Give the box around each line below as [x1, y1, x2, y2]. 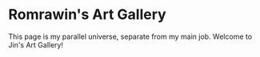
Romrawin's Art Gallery [8, 6, 166, 24]
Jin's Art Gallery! [8, 40, 64, 49]
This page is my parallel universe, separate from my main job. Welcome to [8, 32, 253, 41]
